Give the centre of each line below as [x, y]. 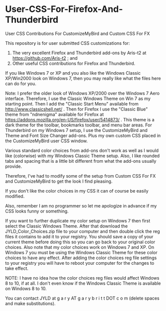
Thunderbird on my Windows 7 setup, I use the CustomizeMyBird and [76, 130]
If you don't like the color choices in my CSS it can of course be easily [77, 191]
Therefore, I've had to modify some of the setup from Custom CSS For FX [81, 176]
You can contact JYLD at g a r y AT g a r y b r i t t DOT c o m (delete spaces [83, 298]
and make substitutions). [30, 303]
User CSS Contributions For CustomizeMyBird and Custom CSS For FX [78, 33]
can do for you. [21, 84]
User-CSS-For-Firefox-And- [64, 9]
